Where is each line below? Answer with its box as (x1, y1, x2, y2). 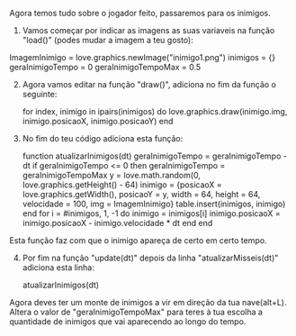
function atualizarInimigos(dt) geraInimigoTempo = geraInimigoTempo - (22, 150, 288, 161)
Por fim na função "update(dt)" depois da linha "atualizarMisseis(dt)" (22, 252, 279, 263)
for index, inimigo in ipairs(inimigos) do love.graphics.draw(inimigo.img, (22, 106, 288, 116)
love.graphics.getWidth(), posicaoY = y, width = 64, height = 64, (22, 189, 261, 199)
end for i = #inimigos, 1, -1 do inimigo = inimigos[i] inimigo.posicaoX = (22, 208, 281, 219)
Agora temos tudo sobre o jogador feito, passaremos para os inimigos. (9, 8, 272, 18)
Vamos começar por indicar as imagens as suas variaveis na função (22, 25, 275, 35)
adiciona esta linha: (22, 262, 94, 273)
